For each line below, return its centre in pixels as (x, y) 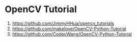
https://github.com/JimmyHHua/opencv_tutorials (63, 23)
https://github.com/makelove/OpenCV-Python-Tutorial (69, 28)
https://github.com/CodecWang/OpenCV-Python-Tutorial (72, 34)
